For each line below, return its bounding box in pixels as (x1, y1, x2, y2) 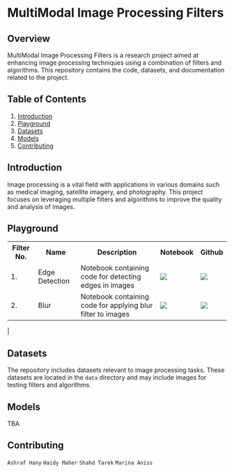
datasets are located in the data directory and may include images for (7, 373, 207, 382)
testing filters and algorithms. (7, 381, 92, 389)
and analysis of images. (7, 202, 75, 210)
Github (200, 247, 224, 257)
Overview (7, 33, 51, 45)
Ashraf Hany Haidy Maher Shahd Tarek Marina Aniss (7, 459, 153, 466)
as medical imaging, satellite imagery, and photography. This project (7, 187, 203, 196)
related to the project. (7, 73, 70, 82)
